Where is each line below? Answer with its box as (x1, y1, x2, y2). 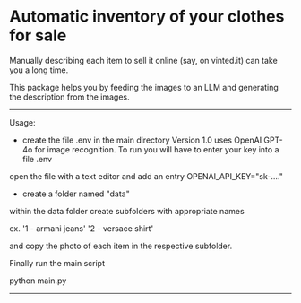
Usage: (9, 117, 36, 127)
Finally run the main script (9, 257, 106, 268)
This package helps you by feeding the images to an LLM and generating (9, 82, 279, 92)
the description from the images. (9, 91, 130, 102)
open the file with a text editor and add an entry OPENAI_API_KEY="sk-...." (9, 170, 284, 181)
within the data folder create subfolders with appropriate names (9, 205, 245, 216)
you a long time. (9, 65, 69, 75)
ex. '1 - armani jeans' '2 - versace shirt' (9, 222, 154, 234)
